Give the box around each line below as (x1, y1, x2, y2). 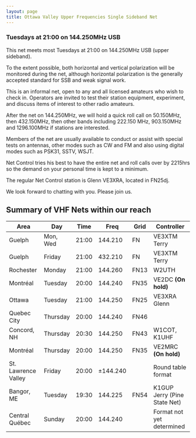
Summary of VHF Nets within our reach (6, 205, 152, 215)
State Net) (153, 398, 182, 406)
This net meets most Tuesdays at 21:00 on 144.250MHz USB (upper (6, 46, 169, 53)
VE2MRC (153, 343, 178, 351)
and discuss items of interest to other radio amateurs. (6, 100, 135, 107)
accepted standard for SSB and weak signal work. (6, 77, 127, 84)
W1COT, (153, 326, 177, 334)
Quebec (9, 309, 31, 317)
